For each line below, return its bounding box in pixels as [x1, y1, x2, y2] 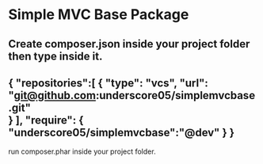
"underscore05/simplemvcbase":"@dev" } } [8, 125, 235, 139]
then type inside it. [8, 49, 103, 63]
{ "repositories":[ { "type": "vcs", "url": [8, 76, 208, 90]
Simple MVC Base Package [8, 6, 189, 24]
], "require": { [15, 113, 84, 127]
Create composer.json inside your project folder [8, 37, 250, 51]
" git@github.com [8, 89, 97, 102]
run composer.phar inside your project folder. [8, 147, 156, 156]
